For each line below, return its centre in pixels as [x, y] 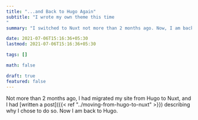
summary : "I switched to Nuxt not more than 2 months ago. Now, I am [93, 28]
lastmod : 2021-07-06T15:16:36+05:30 [51, 44]
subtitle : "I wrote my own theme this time [60, 17]
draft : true [21, 76]
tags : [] [17, 55]
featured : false [26, 81]
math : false [21, 65]
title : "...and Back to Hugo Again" [51, 11]
